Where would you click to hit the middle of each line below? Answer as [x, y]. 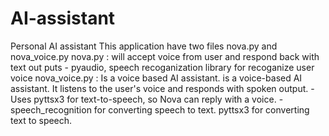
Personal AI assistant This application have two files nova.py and [144, 46]
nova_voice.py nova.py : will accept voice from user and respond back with [165, 56]
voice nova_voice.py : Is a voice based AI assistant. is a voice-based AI [156, 78]
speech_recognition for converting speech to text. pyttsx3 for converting [160, 109]
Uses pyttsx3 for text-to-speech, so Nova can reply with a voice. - [147, 99]
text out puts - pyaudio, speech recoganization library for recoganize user [162, 67]
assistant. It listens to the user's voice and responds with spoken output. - [162, 88]
